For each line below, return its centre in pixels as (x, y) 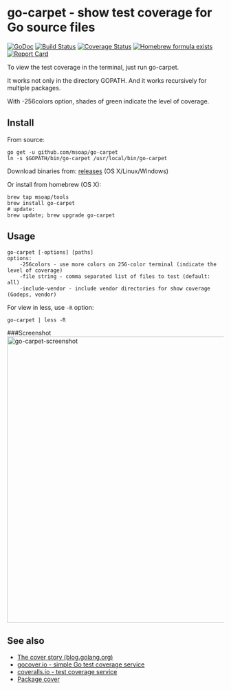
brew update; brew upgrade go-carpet (61, 215)
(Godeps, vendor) (32, 295)
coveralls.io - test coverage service (67, 672)
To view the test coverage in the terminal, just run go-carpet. (93, 67)
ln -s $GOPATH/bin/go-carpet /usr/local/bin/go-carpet (87, 158)
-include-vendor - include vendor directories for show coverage (115, 288)
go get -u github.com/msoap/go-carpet (63, 152)
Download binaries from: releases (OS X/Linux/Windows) (88, 171)
